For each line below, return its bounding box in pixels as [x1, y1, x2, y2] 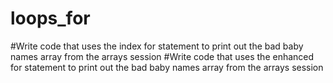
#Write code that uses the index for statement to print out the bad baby [10, 40, 304, 52]
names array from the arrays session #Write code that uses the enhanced [10, 50, 315, 62]
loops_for [10, 7, 91, 30]
